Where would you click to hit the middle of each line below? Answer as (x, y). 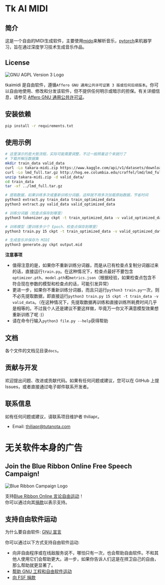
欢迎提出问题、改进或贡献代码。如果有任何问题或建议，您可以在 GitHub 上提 (82, 380)
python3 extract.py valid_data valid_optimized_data (60, 204)
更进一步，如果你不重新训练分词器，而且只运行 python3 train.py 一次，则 (86, 290)
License (17, 63)
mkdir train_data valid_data (35, 163)
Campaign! (22, 474)
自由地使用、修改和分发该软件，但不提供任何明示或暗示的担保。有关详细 (82, 91)
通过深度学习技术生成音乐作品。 (54, 47)
